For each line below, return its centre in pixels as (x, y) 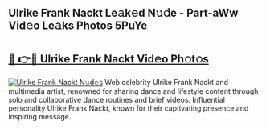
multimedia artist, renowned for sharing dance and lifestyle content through (133, 91)
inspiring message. (40, 117)
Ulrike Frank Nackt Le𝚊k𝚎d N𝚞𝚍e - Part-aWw (123, 13)
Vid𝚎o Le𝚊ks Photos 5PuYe (78, 26)
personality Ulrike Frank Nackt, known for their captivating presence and (129, 108)
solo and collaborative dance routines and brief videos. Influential (117, 100)
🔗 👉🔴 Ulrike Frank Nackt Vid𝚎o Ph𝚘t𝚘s (108, 59)
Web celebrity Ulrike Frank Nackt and (166, 82)
